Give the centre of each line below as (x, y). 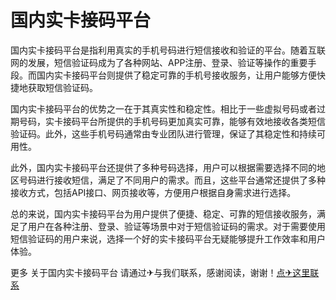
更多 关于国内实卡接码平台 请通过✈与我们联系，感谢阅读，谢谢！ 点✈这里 (160, 272)
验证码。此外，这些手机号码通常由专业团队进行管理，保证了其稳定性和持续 (163, 133)
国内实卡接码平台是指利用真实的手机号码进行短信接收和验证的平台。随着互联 (168, 50)
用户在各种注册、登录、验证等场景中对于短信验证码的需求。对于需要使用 (176, 226)
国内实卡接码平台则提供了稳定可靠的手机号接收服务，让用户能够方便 (176, 75)
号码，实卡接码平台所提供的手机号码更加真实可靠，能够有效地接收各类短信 (172, 121)
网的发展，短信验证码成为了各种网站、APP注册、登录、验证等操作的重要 (159, 62)
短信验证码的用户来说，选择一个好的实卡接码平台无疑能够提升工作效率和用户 (168, 238)
